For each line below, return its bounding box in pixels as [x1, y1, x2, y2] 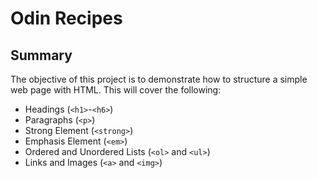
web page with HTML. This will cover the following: [10, 84, 222, 96]
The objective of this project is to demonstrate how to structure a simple [10, 73, 308, 85]
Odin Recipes [10, 7, 123, 30]
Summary [10, 47, 73, 64]
